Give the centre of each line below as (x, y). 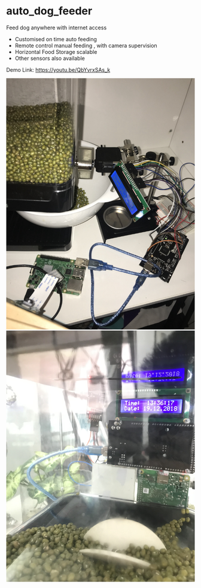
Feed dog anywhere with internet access (57, 28)
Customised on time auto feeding (56, 39)
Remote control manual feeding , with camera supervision (86, 45)
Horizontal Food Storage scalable (56, 51)
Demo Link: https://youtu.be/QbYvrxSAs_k (58, 69)
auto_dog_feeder (49, 11)
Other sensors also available (50, 58)
